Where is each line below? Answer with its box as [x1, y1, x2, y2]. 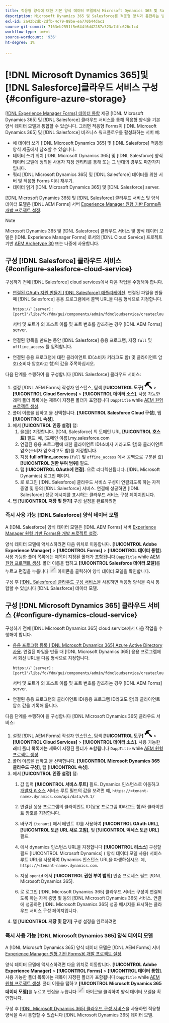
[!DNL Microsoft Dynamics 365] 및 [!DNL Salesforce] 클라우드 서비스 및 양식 [5, 195, 160, 201]
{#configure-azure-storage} [5, 93, 127, 104]
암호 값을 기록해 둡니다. [12, 702, 59, 708]
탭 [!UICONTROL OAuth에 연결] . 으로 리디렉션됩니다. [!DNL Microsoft [20, 466, 160, 472]
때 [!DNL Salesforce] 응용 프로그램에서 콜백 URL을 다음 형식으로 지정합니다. [12, 295, 162, 302]
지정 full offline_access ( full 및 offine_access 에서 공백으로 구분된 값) [20, 454, 163, 460]
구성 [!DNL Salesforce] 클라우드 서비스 [5, 257, 122, 265]
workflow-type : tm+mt [5, 29, 51, 35]
